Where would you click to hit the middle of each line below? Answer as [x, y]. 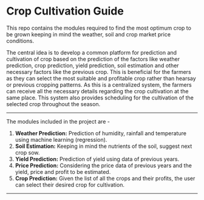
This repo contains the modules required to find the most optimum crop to [99, 28]
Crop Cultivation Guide [65, 11]
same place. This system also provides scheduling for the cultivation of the [100, 98]
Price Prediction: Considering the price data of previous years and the [104, 165]
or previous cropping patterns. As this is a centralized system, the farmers [99, 85]
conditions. [20, 41]
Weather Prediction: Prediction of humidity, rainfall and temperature [101, 133]
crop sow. [27, 152]
